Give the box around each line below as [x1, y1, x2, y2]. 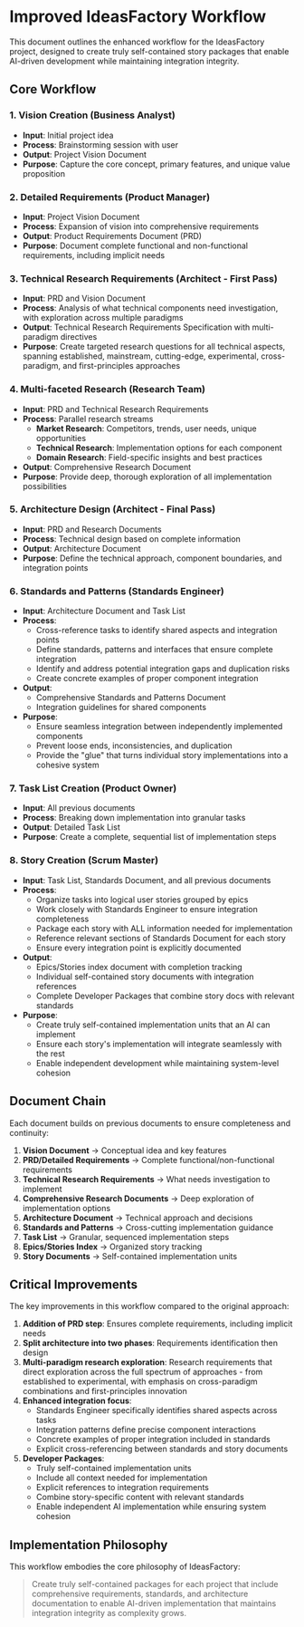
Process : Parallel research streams [22, 413, 154, 424]
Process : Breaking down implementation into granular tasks [22, 813, 246, 823]
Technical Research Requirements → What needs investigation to [22, 1173, 271, 1184]
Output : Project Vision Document [22, 149, 147, 159]
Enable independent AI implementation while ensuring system [35, 1501, 267, 1512]
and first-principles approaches [62, 361, 181, 371]
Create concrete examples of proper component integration [35, 673, 259, 684]
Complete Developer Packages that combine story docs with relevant [35, 990, 295, 1001]
